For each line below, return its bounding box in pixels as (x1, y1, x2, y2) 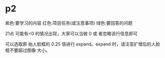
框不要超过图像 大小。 (5, 47, 50, 53)
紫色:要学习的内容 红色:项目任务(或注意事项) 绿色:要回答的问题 (5, 20, 133, 26)
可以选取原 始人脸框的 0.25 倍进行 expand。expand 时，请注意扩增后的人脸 (5, 41, 161, 47)
